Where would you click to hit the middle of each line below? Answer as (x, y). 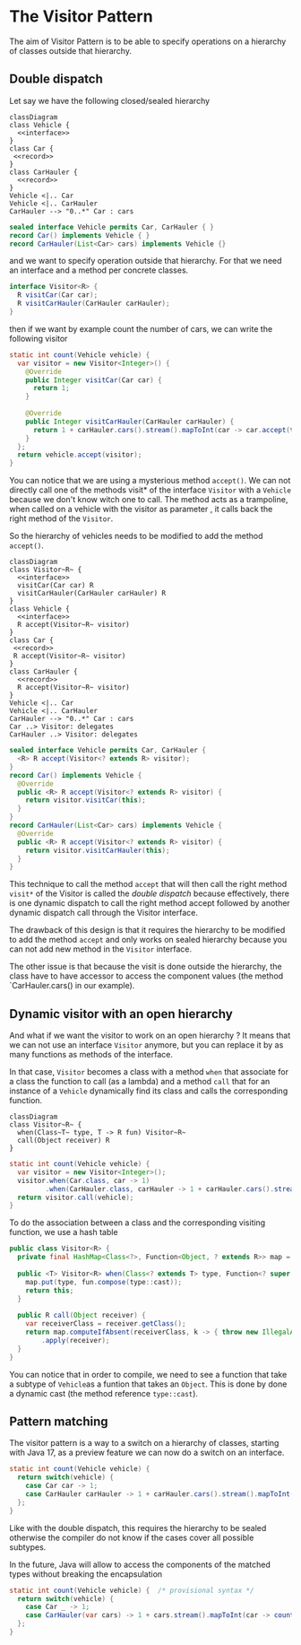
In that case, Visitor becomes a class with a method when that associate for (149, 1072)
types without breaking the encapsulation (86, 1574)
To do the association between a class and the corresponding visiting (138, 1223)
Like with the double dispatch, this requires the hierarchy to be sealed (138, 1527)
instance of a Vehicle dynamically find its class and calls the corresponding (149, 1091)
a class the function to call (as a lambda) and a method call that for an (140, 1082)
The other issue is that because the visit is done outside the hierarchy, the (146, 967)
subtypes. (28, 1547)
